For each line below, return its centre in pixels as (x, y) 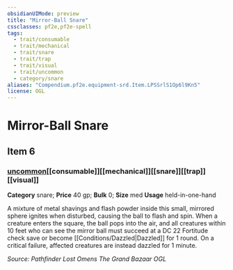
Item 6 (21, 151)
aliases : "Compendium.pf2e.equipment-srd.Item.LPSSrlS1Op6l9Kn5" (104, 85)
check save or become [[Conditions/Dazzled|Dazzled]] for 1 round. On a (111, 238)
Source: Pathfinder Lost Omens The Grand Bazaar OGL (87, 259)
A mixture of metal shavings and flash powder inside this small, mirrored (111, 208)
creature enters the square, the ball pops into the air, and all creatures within (116, 223)
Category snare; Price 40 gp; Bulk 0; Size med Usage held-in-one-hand (112, 195)
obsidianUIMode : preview (43, 14)
